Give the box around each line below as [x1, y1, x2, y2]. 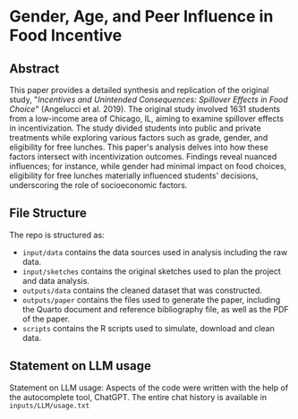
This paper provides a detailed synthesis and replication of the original [9, 85, 269, 95]
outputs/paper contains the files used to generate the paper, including [21, 294, 281, 305]
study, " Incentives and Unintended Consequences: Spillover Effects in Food [9, 94, 288, 105]
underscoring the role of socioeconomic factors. [9, 180, 188, 190]
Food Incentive [9, 25, 123, 46]
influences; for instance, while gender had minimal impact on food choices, [9, 161, 287, 171]
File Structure [9, 206, 87, 221]
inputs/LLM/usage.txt [9, 401, 90, 410]
